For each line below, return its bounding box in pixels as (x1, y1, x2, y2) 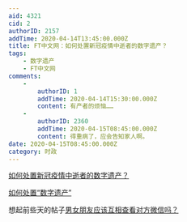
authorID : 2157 (8, 27, 60, 35)
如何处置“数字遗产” (8, 188, 72, 198)
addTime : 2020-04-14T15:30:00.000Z (37, 95, 158, 103)
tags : (8, 49, 27, 58)
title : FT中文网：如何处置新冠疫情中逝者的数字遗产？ (8, 42, 168, 50)
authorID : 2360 (37, 117, 89, 126)
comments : (8, 72, 42, 80)
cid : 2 (8, 19, 31, 28)
